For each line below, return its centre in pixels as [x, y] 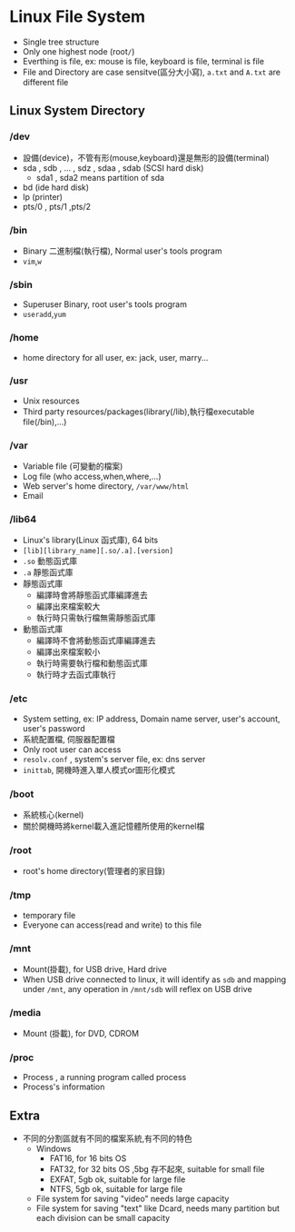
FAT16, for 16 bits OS [88, 1158]
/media [25, 1012]
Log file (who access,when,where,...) [92, 477]
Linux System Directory [77, 111]
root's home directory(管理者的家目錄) [94, 871]
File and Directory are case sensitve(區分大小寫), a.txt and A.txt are [152, 72]
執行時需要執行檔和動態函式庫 [92, 663]
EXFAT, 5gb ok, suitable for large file [118, 1179]
